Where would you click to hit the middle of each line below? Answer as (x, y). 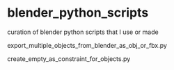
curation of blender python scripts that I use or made (83, 32)
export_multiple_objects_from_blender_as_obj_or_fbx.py (87, 45)
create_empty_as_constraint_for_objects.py (69, 59)
